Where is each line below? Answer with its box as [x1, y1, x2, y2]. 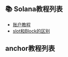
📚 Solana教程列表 [5, 5, 63, 14]
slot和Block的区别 [12, 27, 50, 34]
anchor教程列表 [5, 44, 55, 53]
